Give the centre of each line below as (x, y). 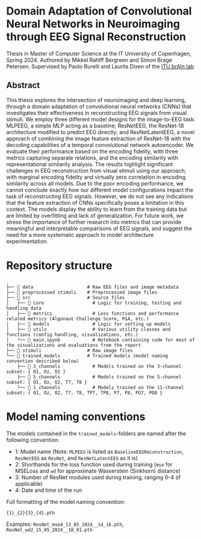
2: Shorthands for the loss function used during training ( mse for (94, 464)
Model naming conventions (76, 417)
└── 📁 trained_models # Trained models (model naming (87, 356)
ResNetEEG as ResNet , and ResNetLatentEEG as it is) (76, 458)
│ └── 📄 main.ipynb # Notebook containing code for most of (101, 340)
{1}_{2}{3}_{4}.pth (31, 513)
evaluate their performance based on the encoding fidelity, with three (92, 151)
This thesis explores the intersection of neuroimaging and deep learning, (96, 100)
